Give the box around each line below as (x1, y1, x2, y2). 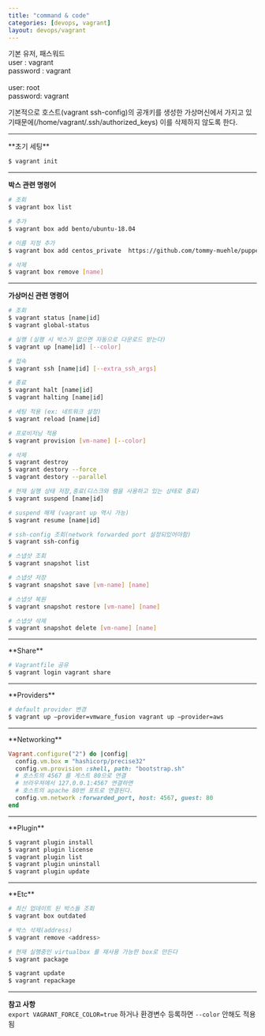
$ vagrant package (8, 955, 69, 963)
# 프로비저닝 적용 (8, 429, 58, 437)
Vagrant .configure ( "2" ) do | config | (8, 750, 129, 758)
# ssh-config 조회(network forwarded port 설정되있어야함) (8, 530, 192, 538)
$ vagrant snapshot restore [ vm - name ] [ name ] (8, 602, 160, 611)
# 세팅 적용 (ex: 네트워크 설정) (8, 408, 102, 416)
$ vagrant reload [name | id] (8, 415, 101, 423)
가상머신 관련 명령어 (8, 291, 69, 300)
